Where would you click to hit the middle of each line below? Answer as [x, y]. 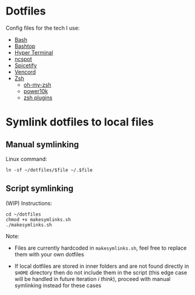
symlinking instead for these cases [58, 285]
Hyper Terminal [34, 52]
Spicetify [25, 65]
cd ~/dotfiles [24, 214]
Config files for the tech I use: [43, 28]
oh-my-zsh [37, 85]
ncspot [23, 59]
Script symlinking [40, 189]
